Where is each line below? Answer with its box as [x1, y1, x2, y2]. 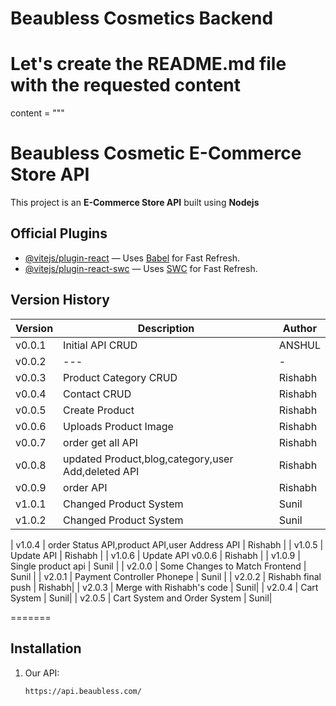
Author [282, 321, 317, 335]
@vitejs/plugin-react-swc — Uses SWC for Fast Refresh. [24, 262, 258, 274]
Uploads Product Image [63, 419, 174, 433]
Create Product [63, 403, 135, 417]
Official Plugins [10, 225, 108, 242]
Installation [10, 640, 82, 657]
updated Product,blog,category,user [63, 452, 234, 466]
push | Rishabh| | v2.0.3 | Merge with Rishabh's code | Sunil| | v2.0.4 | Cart [10, 581, 319, 593]
